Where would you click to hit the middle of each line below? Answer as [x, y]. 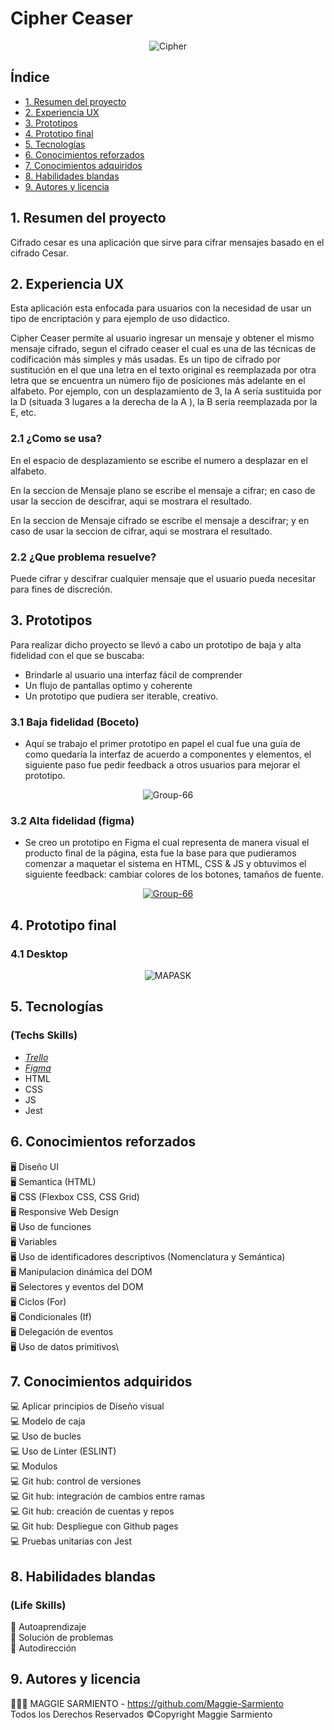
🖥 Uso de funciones [51, 1226]
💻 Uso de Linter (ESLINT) [63, 1451]
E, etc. [23, 413]
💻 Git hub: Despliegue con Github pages [94, 1526]
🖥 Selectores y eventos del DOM [77, 1286]
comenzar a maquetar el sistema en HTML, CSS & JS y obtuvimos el [165, 864]
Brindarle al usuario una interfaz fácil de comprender [133, 674]
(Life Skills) [38, 1605]
